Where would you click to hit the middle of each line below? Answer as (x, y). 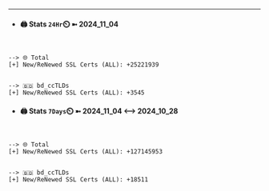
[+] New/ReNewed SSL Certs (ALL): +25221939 (84, 65)
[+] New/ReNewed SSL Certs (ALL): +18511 (78, 180)
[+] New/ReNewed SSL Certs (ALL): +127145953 (85, 152)
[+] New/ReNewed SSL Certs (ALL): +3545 (77, 93)
